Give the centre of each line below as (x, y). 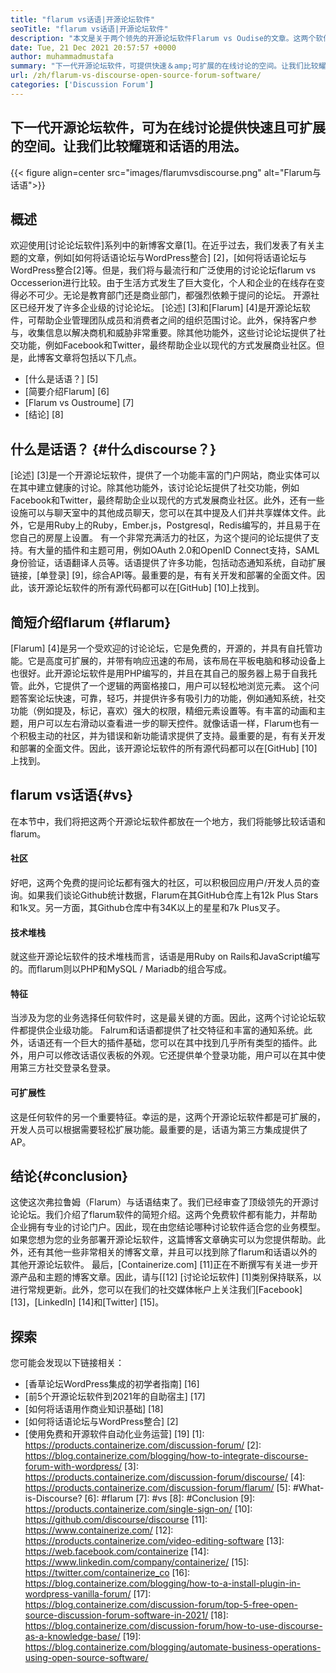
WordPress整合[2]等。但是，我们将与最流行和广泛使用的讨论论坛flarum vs (163, 270)
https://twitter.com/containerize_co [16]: (107, 1573)
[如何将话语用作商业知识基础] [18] (94, 1409)
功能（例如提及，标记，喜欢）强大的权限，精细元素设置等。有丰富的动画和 (163, 710)
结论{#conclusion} (69, 1176)
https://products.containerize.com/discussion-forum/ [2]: (143, 1445)
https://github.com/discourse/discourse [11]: (116, 1520)
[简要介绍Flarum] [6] (67, 392)
